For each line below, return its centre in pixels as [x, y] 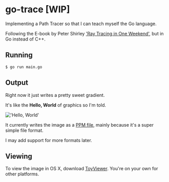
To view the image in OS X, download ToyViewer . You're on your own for [82, 169]
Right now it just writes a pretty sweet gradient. [55, 95]
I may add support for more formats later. [49, 140]
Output [17, 83]
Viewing [19, 156]
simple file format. [24, 130]
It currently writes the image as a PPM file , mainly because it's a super [79, 125]
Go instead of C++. [26, 39]
